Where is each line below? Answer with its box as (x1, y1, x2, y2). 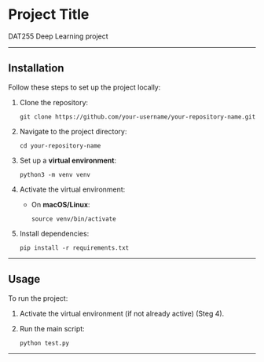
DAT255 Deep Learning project (8, 31, 108, 41)
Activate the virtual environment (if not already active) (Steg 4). (19, 309, 225, 318)
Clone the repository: (19, 97, 89, 107)
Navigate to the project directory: (19, 126, 127, 136)
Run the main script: (19, 324, 85, 333)
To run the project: (8, 293, 68, 303)
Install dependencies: (19, 229, 90, 238)
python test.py (19, 339, 70, 347)
